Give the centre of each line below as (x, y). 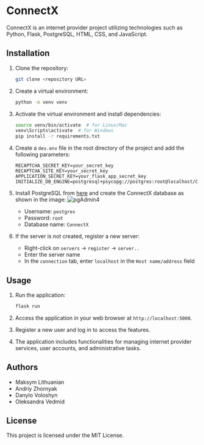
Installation (28, 53)
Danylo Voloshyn (36, 395)
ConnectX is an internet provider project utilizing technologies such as (94, 28)
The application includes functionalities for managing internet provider (103, 341)
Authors (22, 367)
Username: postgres (50, 211)
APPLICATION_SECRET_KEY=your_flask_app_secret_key (81, 177)
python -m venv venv (41, 102)
